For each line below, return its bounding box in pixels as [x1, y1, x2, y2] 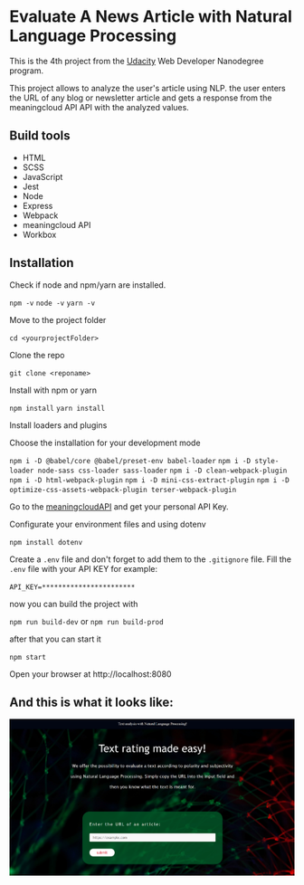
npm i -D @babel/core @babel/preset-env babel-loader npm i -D [9, 456, 252, 465]
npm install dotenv [9, 538, 83, 547]
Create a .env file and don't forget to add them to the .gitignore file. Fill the [9, 554, 292, 565]
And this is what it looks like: [9, 694, 174, 709]
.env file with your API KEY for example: [9, 563, 158, 574]
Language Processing [9, 25, 177, 46]
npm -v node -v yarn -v [9, 299, 96, 308]
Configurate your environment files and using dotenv [9, 519, 206, 529]
